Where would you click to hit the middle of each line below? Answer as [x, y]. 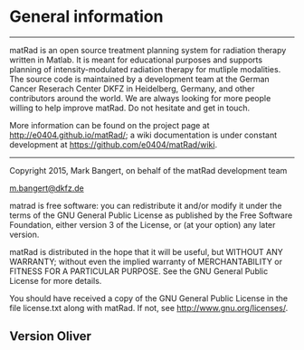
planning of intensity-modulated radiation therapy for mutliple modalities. [145, 69]
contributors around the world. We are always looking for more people [140, 98]
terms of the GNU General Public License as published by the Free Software [151, 215]
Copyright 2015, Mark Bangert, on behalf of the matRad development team [148, 170]
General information [86, 17]
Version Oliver [51, 336]
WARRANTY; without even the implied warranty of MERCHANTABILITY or [146, 261]
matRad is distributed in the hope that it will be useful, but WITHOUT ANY [146, 251]
